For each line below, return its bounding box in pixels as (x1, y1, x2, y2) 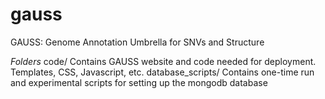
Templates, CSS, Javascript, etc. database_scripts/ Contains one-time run (10, 66, 315, 78)
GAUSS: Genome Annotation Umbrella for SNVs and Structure (10, 36, 265, 48)
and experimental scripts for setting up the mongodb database (10, 76, 268, 88)
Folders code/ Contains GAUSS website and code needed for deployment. (10, 55, 317, 67)
